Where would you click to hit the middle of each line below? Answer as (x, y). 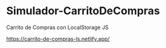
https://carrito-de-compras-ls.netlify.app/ (58, 39)
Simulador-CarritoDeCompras (83, 11)
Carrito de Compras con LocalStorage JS (57, 27)
